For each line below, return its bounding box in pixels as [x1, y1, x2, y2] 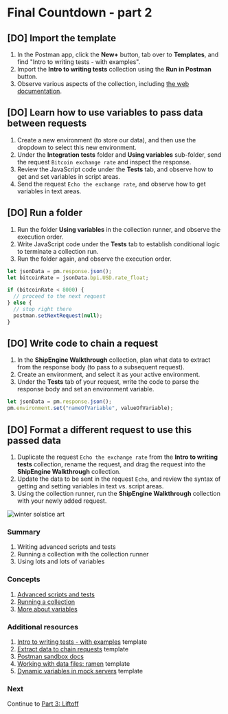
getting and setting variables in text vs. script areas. [16, 482, 164, 490]
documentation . [16, 87, 62, 95]
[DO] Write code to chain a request [7, 338, 159, 349]
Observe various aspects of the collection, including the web [16, 80, 190, 87]
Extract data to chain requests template [16, 645, 129, 653]
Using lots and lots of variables [16, 557, 105, 565]
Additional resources [7, 622, 79, 631]
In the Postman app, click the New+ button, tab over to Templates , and [16, 50, 219, 58]
